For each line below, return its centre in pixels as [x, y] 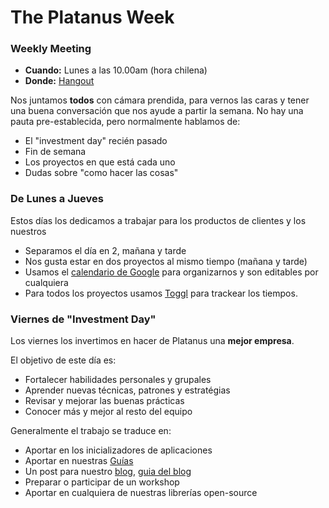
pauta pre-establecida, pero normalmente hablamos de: [125, 122]
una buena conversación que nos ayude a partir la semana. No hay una [157, 111]
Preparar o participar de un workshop [102, 482]
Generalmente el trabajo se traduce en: [91, 431]
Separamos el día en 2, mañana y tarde [105, 250]
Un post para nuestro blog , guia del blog [108, 472]
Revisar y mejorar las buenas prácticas [104, 401]
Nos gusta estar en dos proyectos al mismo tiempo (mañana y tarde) [166, 261]
